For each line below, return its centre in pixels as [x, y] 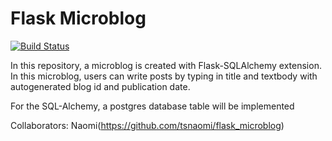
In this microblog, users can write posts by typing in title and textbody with [164, 76]
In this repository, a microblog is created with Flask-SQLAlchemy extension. [166, 65]
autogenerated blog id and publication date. [100, 86]
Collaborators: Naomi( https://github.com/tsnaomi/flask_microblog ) [147, 125]
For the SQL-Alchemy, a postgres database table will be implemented [152, 106]
